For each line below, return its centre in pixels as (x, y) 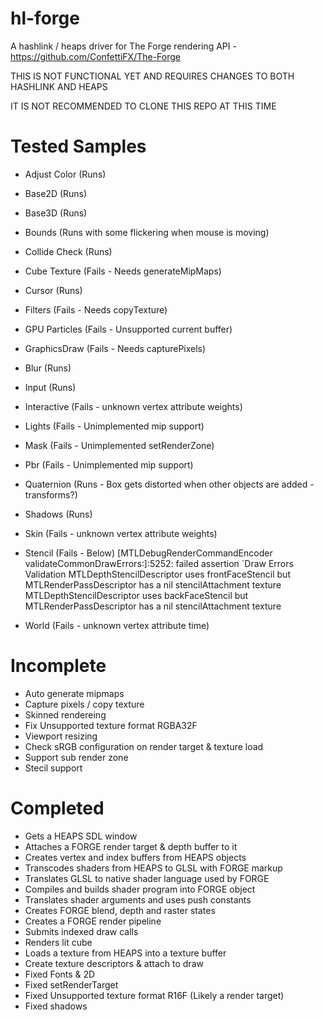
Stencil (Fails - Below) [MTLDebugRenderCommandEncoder (148, 553)
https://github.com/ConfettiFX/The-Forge (95, 56)
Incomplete (58, 666)
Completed (57, 808)
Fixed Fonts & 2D (60, 974)
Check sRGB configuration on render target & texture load (144, 746)
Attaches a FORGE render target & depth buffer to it (131, 846)
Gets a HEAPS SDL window (81, 836)
